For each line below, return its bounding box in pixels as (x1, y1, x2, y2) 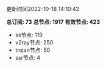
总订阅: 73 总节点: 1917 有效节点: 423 (6, 18, 101, 26)
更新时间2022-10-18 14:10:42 (6, 5, 80, 12)
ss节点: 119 (15, 31, 43, 38)
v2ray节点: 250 (15, 39, 54, 46)
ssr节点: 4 (15, 54, 41, 61)
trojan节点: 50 (15, 46, 51, 54)
